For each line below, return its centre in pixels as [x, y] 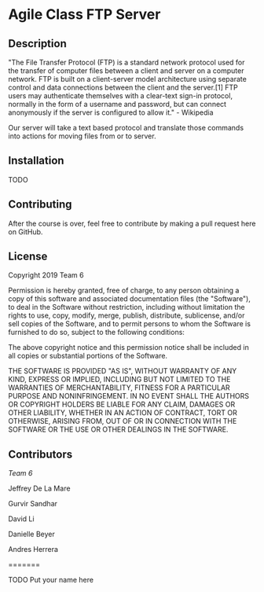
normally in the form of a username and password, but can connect [117, 104]
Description [37, 44]
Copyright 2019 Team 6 [46, 275]
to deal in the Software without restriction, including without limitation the [126, 307]
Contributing [40, 205]
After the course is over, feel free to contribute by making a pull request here [132, 223]
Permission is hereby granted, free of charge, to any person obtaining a [124, 290]
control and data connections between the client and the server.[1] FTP [123, 87]
